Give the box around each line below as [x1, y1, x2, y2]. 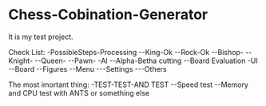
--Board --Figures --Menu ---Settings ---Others [8, 64, 167, 73]
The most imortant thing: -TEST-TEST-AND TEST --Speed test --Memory [8, 80, 249, 89]
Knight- [8, 56, 34, 65]
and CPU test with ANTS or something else [8, 88, 150, 97]
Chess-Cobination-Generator [8, 6, 208, 24]
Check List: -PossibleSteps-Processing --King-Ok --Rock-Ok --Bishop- [8, 47, 244, 57]
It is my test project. [8, 32, 73, 41]
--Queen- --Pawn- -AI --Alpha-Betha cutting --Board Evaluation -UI [34, 56, 258, 65]
